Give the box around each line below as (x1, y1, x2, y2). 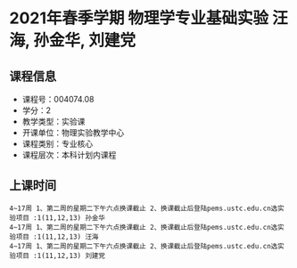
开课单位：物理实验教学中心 (21, 127, 125, 138)
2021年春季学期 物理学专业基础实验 (9, 8, 269, 28)
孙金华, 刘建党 (33, 30, 136, 51)
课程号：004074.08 (21, 94, 95, 104)
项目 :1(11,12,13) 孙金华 (15, 213, 105, 223)
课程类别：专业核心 (21, 139, 94, 149)
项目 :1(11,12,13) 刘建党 (15, 251, 105, 260)
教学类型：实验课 (21, 117, 86, 126)
